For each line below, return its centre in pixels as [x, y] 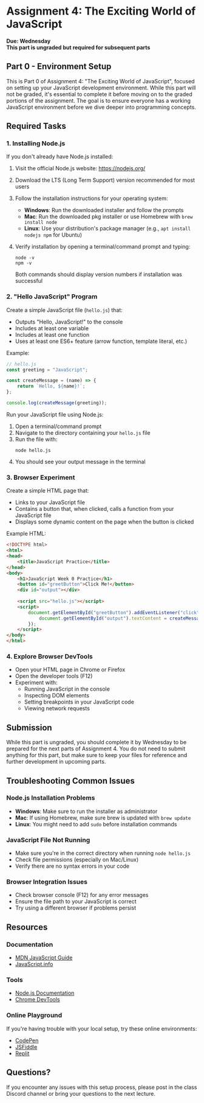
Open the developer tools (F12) [54, 676]
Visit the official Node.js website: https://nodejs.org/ [80, 168]
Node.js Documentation [45, 993]
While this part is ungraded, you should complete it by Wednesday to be [97, 742]
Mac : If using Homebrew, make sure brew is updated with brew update [103, 818]
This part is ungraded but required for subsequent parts [78, 47]
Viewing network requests [57, 708]
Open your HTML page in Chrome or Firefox [70, 669]
